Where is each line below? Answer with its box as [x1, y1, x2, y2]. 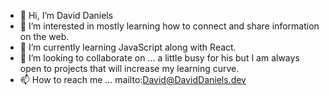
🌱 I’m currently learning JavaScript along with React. [19, 41, 237, 53]
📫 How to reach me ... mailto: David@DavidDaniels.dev [19, 74, 247, 85]
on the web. [19, 31, 70, 42]
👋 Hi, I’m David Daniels [19, 10, 114, 21]
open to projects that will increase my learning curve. [19, 63, 240, 74]
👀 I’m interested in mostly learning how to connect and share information [19, 20, 320, 32]
